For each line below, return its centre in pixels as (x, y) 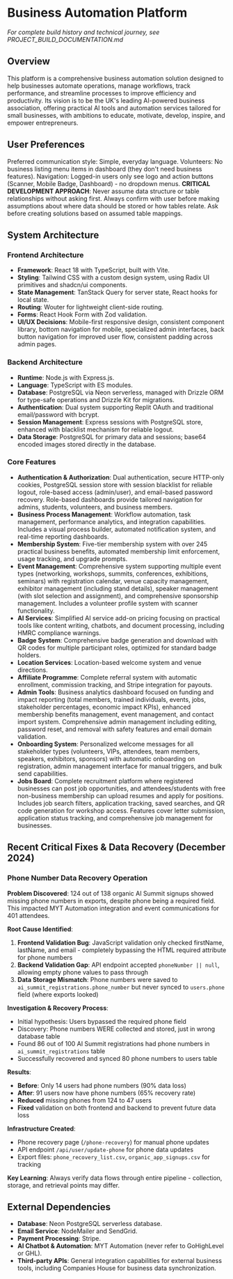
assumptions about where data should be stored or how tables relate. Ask (113, 206)
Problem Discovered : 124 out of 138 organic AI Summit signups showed (111, 893)
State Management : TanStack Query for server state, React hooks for (117, 292)
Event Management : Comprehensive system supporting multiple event (119, 566)
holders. (29, 655)
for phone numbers (45, 957)
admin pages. (37, 344)
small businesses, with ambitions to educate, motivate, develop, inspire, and (116, 115)
